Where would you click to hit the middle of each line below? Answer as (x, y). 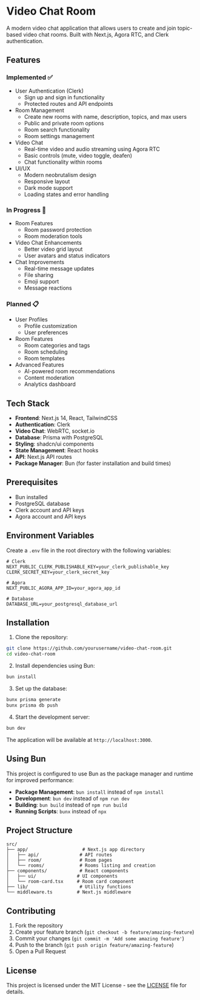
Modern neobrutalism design (60, 175)
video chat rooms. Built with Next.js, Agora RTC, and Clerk (96, 34)
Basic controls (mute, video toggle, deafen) (78, 155)
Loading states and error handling (66, 194)
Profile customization (51, 326)
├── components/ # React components (68, 871)
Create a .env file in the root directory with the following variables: (89, 550)
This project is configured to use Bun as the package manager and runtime (100, 774)
